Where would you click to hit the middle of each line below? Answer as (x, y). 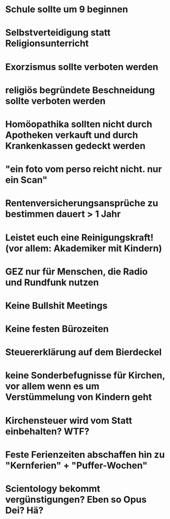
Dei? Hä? (24, 510)
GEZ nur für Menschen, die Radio (77, 271)
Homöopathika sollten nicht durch (79, 124)
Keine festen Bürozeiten (57, 329)
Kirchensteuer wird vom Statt (69, 420)
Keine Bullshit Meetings (56, 305)
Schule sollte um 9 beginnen (67, 9)
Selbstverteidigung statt (58, 33)
